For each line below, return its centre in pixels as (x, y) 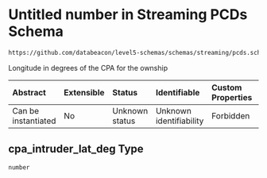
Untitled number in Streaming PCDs (128, 15)
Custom (227, 87)
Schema (36, 31)
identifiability (180, 121)
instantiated (34, 121)
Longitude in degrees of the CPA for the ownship (88, 68)
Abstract (29, 92)
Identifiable (178, 92)
